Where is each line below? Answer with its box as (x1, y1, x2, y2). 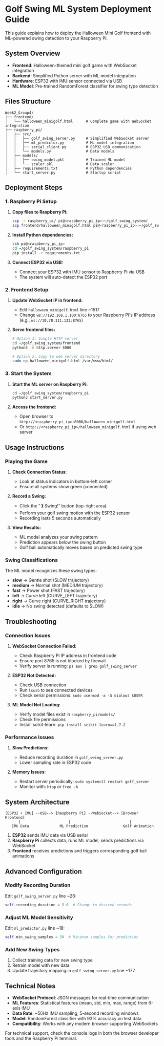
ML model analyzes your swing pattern (19, 534, 98, 540)
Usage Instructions (5, 443, 64, 452)
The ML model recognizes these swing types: (5, 568, 97, 574)
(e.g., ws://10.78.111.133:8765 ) (19, 317, 83, 323)
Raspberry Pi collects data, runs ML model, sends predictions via (12, 837, 144, 844)
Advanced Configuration (5, 867, 82, 875)
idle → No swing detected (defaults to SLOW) (12, 603, 104, 609)
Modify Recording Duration (5, 882, 71, 889)
